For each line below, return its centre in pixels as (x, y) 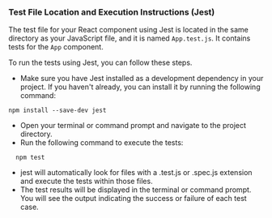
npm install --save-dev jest (57, 111)
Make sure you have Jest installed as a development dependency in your (142, 79)
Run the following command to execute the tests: (102, 143)
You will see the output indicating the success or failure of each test (133, 199)
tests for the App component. (56, 47)
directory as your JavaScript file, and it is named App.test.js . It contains (130, 38)
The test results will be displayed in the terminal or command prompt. (136, 190)
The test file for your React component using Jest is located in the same (128, 30)
